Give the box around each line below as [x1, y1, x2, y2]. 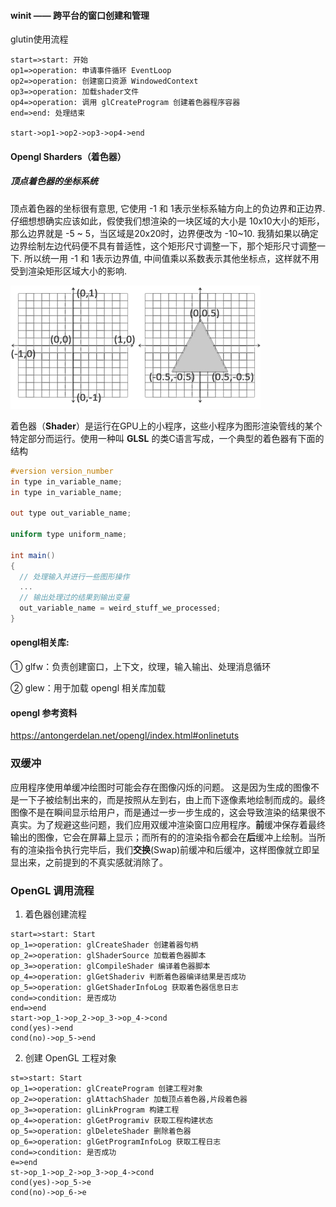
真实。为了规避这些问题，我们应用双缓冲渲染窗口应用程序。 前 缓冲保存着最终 [10, 818, 326, 830]
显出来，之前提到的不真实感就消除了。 [10, 856, 168, 868]
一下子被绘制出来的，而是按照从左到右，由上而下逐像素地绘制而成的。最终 [18, 793, 326, 805]
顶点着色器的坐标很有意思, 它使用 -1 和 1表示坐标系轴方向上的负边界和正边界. [10, 202, 326, 214]
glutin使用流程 [10, 33, 69, 45]
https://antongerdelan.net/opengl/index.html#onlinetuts [10, 730, 240, 742]
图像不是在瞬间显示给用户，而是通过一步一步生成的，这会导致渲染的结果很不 [10, 806, 326, 818]
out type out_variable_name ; [10, 508, 132, 519]
